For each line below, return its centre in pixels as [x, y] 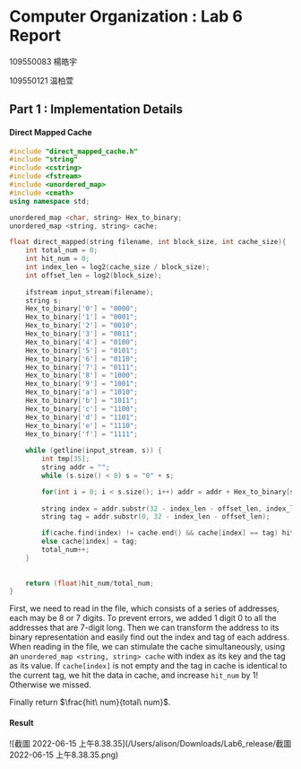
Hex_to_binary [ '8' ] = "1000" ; [82, 376]
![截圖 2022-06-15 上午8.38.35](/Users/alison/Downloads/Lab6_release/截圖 [150, 744]
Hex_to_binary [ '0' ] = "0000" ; [82, 309]
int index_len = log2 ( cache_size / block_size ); [118, 267]
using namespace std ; [50, 201]
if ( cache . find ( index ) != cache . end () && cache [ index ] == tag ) [160, 533]
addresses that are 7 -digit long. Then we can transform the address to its [144, 628]
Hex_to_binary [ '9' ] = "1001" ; [82, 384]
